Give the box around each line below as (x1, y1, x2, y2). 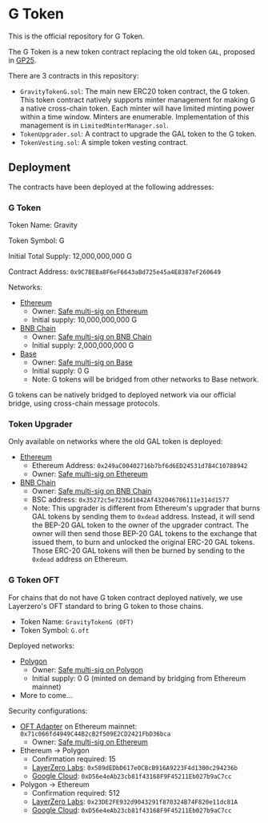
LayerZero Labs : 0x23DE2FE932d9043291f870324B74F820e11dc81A (31, 797, 238, 806)
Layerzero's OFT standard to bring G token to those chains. (8, 601, 204, 611)
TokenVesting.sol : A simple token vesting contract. (19, 137, 188, 147)
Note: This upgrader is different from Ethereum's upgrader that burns (31, 503, 261, 513)
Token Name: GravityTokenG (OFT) (19, 616, 134, 626)
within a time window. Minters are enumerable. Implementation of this (19, 111, 250, 121)
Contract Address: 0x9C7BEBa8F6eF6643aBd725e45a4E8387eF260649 (8, 267, 222, 276)
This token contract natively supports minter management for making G (19, 95, 256, 104)
